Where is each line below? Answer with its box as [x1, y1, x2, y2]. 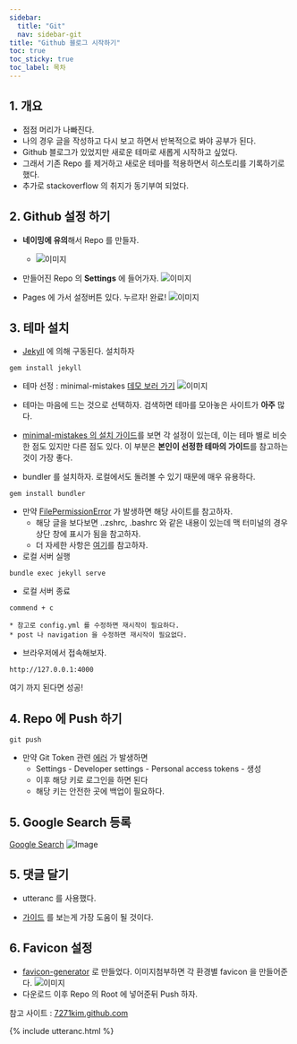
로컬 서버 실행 [21, 551, 71, 561]
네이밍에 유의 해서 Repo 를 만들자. [21, 234, 140, 245]
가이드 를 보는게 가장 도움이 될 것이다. [21, 911, 154, 922]
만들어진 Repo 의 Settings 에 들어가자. [21, 273, 159, 283]
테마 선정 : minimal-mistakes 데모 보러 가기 [21, 380, 176, 391]
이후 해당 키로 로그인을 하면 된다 [35, 775, 148, 786]
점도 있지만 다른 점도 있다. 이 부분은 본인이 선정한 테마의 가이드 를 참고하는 [31, 441, 289, 452]
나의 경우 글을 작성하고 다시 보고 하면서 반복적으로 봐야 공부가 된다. [21, 135, 257, 146]
